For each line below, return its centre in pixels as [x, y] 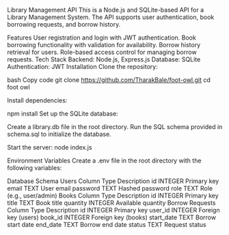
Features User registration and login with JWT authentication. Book [102, 38]
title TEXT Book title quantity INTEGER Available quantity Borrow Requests [111, 203]
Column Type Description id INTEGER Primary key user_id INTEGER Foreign [113, 210]
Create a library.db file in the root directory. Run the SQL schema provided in [115, 127]
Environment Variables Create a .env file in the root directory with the [104, 161]
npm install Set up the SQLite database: [63, 113]
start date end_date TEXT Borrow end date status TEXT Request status [107, 224]
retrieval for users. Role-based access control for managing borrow [102, 52]
